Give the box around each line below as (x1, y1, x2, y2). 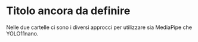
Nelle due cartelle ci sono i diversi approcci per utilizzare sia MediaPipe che (6, 24, 193, 31)
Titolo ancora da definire (6, 4, 131, 18)
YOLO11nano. (6, 30, 39, 37)
